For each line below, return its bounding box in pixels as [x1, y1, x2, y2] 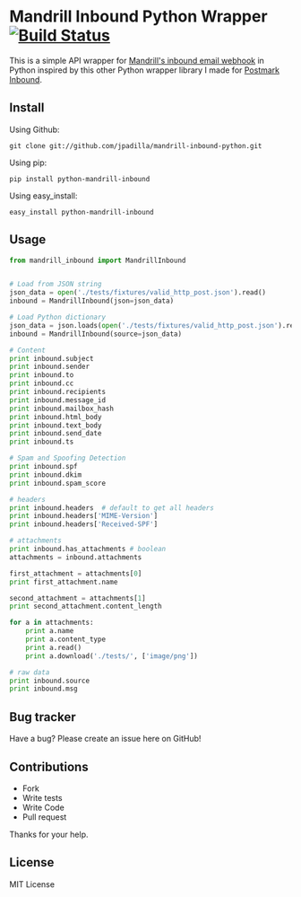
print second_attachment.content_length [9, 602, 163, 611]
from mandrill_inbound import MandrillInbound [9, 256, 186, 265]
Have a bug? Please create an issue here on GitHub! [9, 734, 202, 744]
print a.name [25, 627, 74, 636]
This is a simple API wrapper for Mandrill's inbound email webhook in [9, 55, 264, 66]
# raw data [9, 667, 50, 677]
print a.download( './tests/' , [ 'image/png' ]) [25, 651, 199, 661]
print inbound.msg [9, 684, 78, 693]
